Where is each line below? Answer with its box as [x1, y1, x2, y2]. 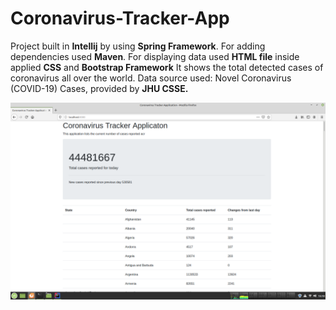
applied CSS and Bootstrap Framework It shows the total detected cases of [10, 61, 324, 73]
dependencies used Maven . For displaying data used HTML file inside [10, 50, 300, 62]
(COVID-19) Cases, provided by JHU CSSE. [10, 82, 189, 94]
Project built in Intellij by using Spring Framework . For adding [10, 40, 266, 52]
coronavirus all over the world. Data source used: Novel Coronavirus [10, 72, 292, 84]
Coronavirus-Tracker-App [10, 7, 230, 30]
